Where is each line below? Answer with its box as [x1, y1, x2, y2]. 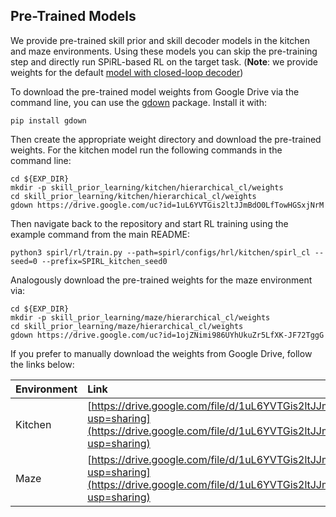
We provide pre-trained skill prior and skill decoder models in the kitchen [10, 34, 311, 46]
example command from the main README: [10, 228, 191, 240]
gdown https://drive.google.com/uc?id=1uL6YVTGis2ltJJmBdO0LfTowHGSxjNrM [10, 200, 325, 210]
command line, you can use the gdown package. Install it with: [10, 96, 267, 108]
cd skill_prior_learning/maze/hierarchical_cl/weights [10, 321, 244, 331]
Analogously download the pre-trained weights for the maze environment [10, 274, 313, 286]
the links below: [10, 358, 75, 370]
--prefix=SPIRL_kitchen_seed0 [41, 256, 168, 266]
